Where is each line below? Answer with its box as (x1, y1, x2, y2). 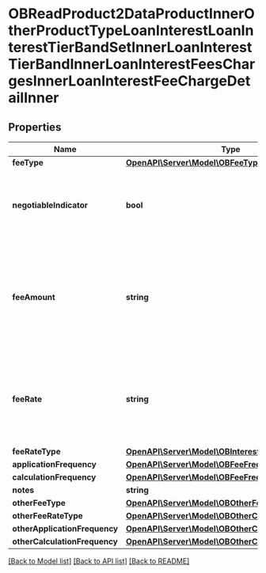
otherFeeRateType (12, 510, 83, 521)
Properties (8, 120, 62, 134)
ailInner (8, 89, 59, 107)
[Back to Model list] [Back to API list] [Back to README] (8, 556, 190, 566)
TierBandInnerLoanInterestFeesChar (8, 55, 256, 74)
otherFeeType (12, 498, 66, 508)
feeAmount (12, 292, 55, 302)
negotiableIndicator (12, 199, 89, 211)
